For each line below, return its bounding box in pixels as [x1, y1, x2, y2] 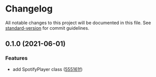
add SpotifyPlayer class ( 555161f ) [12, 66, 83, 72]
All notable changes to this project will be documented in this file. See [5, 20, 151, 26]
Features [5, 55, 28, 62]
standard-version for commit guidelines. [5, 25, 89, 31]
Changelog [5, 3, 53, 15]
